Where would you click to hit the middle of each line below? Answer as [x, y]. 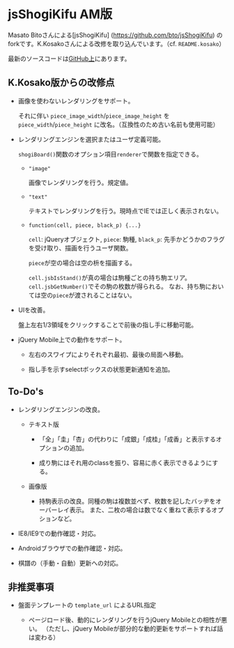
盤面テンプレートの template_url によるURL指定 [87, 605]
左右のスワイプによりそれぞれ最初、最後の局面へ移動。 [108, 354]
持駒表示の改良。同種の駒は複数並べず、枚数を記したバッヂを [127, 501]
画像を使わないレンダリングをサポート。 [76, 101]
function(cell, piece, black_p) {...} [85, 225]
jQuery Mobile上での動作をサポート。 [72, 339]
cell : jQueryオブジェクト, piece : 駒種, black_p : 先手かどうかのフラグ [126, 239]
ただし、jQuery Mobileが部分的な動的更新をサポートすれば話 [136, 628]
